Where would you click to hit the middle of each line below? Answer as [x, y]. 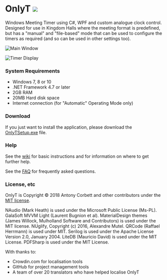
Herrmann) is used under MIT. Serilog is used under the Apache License [80, 231]
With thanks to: [21, 252]
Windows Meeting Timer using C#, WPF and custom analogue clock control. [83, 23]
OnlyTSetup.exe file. [26, 132]
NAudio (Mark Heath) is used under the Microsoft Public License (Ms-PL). [81, 210]
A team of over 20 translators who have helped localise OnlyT [76, 272]
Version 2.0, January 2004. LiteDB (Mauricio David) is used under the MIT [81, 237]
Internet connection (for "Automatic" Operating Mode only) [73, 103]
